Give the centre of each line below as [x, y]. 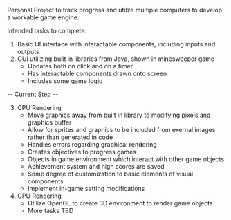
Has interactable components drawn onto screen [97, 73]
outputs [28, 52]
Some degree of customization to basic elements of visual [110, 174]
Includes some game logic [65, 81]
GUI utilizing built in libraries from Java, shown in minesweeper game [116, 59]
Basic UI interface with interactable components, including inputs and [116, 44]
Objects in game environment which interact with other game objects [126, 159]
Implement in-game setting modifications [86, 189]
